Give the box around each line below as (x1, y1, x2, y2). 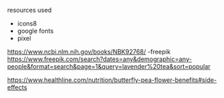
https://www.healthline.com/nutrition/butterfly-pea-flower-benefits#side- (7, 76, 217, 84)
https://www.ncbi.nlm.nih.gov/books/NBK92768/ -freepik (7, 48, 171, 56)
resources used (7, 6, 52, 14)
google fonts (17, 27, 54, 35)
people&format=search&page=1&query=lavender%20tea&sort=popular (7, 63, 211, 70)
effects (7, 83, 28, 91)
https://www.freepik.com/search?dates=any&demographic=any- (7, 55, 192, 63)
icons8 (17, 19, 37, 27)
